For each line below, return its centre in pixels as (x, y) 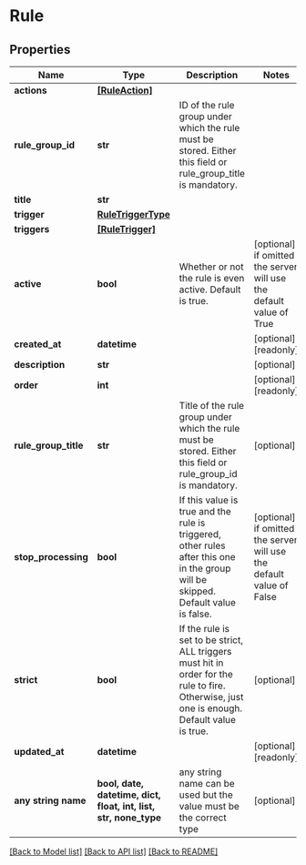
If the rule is (204, 629)
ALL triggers (205, 651)
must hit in (201, 663)
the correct (203, 818)
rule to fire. (202, 686)
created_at (38, 344)
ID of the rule (207, 105)
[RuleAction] (125, 90)
